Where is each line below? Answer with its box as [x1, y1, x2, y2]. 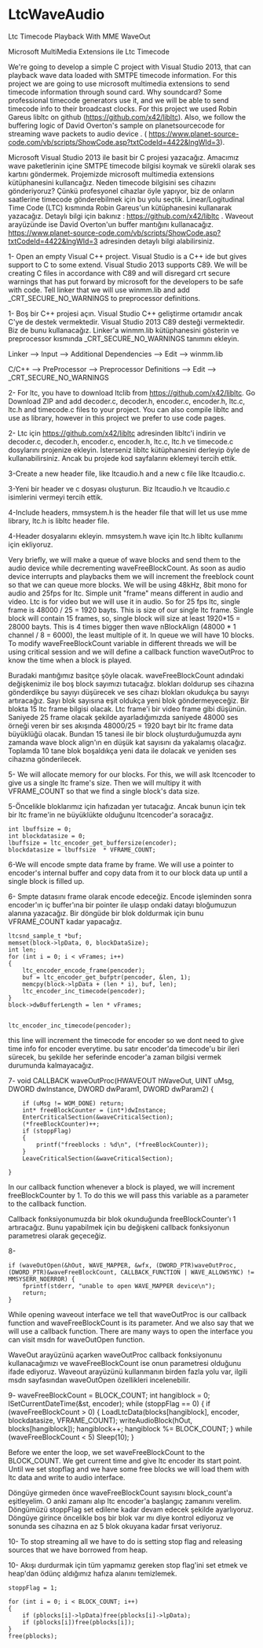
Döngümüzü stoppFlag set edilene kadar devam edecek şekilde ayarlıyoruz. [8, 1505, 254, 1514]
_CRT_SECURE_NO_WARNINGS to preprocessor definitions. [8, 293, 201, 303]
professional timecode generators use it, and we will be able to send [8, 95, 229, 105]
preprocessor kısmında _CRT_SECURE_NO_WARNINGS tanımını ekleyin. [8, 333, 239, 343]
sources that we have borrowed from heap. [8, 1545, 148, 1554]
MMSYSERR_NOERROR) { [8, 1275, 76, 1283]
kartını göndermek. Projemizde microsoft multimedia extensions [8, 169, 214, 179]
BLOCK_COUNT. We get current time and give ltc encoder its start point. [8, 1456, 242, 1465]
